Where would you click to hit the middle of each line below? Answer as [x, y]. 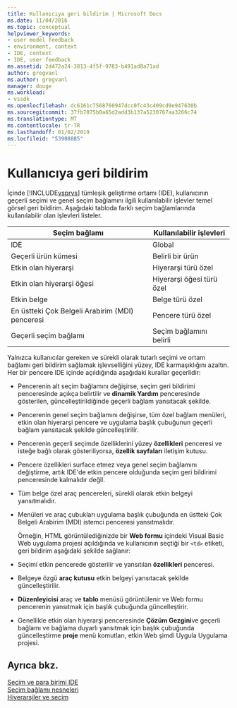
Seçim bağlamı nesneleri [43, 690]
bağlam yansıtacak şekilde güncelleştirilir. [78, 430]
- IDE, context [30, 54]
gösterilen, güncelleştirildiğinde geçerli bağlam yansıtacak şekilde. [114, 401]
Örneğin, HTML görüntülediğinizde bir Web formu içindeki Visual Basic [121, 536]
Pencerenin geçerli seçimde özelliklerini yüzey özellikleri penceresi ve [120, 444]
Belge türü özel [177, 299]
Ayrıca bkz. [33, 665]
